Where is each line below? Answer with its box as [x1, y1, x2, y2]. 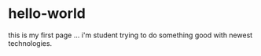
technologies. [8, 38, 53, 47]
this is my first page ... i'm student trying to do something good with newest [8, 30, 253, 40]
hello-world [8, 5, 86, 23]
